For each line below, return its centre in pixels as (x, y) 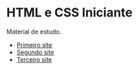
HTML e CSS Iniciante (69, 13)
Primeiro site (34, 45)
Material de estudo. (34, 32)
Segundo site (35, 52)
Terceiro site (34, 59)
